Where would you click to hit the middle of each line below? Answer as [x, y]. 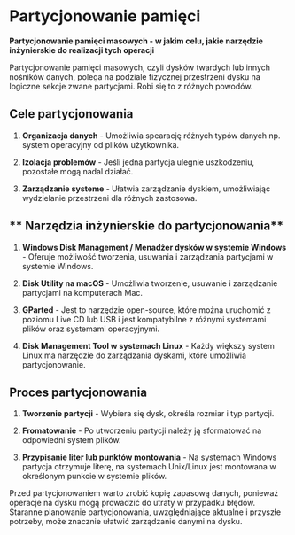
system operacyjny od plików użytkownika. [101, 144]
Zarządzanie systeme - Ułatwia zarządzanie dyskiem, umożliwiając [146, 189]
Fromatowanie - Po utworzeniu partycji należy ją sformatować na [142, 430]
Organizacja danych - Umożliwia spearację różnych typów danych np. [151, 136]
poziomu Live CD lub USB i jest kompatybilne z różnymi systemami [144, 319]
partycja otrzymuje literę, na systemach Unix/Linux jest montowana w [149, 467]
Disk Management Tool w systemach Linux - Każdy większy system [148, 345]
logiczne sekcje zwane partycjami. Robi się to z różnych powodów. [131, 86]
